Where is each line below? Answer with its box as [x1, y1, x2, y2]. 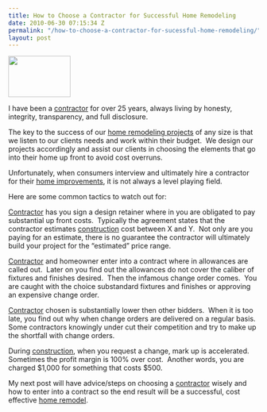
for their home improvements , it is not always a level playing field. [8, 176, 222, 187]
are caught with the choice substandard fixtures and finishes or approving [8, 282, 251, 291]
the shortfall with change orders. [8, 331, 115, 341]
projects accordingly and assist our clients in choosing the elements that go [8, 144, 256, 154]
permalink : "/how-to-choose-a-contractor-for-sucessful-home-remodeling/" [8, 26, 261, 34]
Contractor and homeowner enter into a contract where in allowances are [8, 256, 249, 266]
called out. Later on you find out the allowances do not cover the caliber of [8, 265, 254, 275]
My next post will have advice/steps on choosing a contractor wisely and [8, 379, 247, 388]
